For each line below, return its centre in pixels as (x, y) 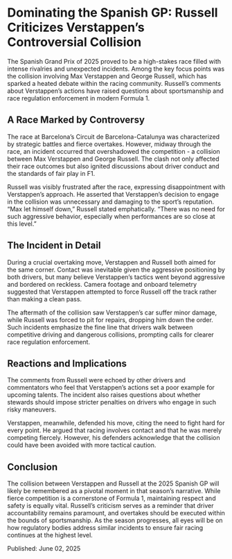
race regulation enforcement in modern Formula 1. (79, 98)
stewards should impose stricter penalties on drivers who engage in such (112, 402)
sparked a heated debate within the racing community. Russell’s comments (114, 83)
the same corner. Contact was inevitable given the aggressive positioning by (116, 269)
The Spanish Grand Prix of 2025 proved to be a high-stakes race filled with (114, 61)
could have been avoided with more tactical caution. (82, 445)
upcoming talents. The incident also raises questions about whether (104, 395)
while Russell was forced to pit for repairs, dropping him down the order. (110, 319)
